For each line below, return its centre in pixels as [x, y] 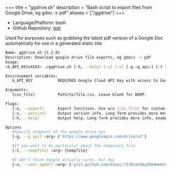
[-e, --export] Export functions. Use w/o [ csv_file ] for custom [89, 108]
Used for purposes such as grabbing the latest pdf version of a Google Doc [84, 38]
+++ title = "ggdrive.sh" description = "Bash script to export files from [79, 7]
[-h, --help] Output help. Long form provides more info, [83, 118]
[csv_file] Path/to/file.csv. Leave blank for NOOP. [79, 95]
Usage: [12, 62]
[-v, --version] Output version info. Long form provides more [85, 113]
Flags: [12, 104]
